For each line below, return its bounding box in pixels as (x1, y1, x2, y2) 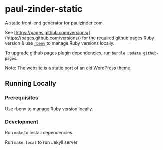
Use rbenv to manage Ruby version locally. (5, 106, 93, 112)
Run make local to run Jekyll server (5, 139, 78, 145)
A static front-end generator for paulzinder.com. (5, 20, 104, 26)
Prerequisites (5, 94, 38, 101)
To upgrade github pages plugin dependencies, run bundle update (5, 50, 141, 56)
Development (5, 118, 39, 125)
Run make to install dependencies (5, 129, 72, 135)
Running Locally (5, 79, 56, 88)
